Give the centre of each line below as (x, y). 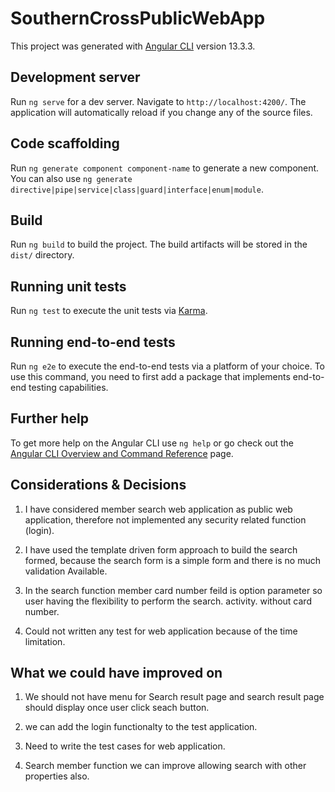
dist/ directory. (42, 255)
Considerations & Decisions (98, 485)
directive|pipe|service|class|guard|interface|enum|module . (137, 189)
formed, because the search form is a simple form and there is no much (172, 560)
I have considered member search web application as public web (158, 509)
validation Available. (66, 571)
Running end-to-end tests (93, 342)
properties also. (57, 776)
